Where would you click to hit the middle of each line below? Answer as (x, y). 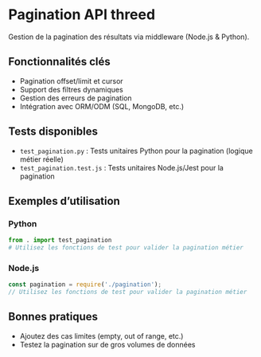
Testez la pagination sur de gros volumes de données (108, 344)
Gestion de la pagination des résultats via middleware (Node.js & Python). (129, 37)
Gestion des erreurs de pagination (76, 98)
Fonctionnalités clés (60, 62)
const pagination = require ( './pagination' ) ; (85, 284)
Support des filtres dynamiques (71, 89)
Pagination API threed (82, 15)
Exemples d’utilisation (64, 201)
